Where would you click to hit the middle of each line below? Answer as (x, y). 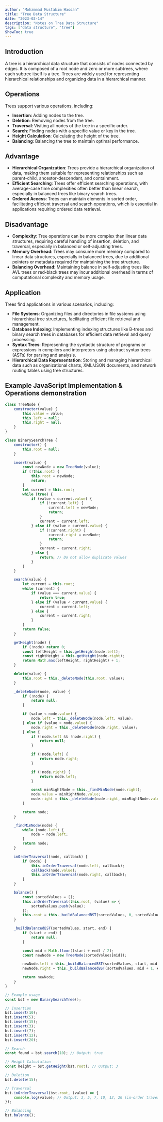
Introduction (24, 52)
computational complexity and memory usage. (58, 278)
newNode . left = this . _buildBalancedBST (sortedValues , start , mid (90, 964)
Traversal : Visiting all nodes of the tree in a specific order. (70, 125)
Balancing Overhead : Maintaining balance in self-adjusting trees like (81, 267)
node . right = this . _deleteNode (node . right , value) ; (84, 727)
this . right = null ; (42, 423)
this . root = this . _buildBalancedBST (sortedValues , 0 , (78, 915)
